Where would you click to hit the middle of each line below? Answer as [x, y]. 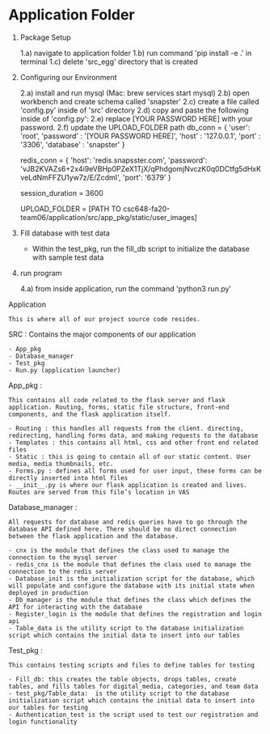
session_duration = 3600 [61, 193]
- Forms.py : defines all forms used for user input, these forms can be [135, 471]
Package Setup [45, 37]
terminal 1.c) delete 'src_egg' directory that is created [109, 62]
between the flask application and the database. [94, 536]
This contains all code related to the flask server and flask [117, 400]
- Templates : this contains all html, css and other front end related [133, 443]
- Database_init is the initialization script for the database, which [131, 579]
